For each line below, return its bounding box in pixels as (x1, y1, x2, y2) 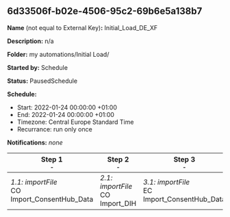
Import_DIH (99, 199, 137, 208)
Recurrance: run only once (16, 125, 92, 133)
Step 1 (40, 154, 63, 164)
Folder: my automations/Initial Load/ (7, 50, 110, 58)
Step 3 (173, 154, 196, 164)
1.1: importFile (10, 177, 57, 187)
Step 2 (107, 154, 129, 164)
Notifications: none (7, 138, 63, 146)
